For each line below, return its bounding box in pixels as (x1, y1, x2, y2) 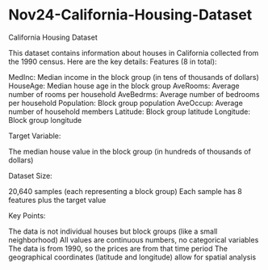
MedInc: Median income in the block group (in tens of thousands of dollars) (8, 72, 260, 82)
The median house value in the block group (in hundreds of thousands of (8, 146, 252, 156)
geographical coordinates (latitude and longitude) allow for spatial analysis (8, 252, 257, 262)
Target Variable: (8, 131, 61, 141)
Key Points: (8, 210, 46, 220)
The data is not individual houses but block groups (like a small (8, 226, 218, 236)
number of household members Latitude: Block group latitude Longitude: (8, 107, 250, 116)
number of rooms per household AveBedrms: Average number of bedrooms (8, 89, 260, 99)
